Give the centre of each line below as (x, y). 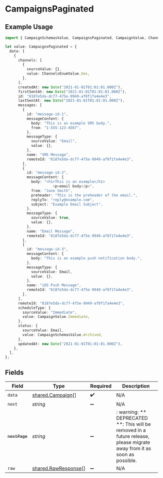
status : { (28, 326)
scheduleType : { (34, 308)
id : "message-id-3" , (47, 249)
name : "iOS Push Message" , (54, 285)
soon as (125, 454)
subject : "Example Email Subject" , (67, 204)
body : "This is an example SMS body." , (71, 123)
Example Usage (29, 27)
